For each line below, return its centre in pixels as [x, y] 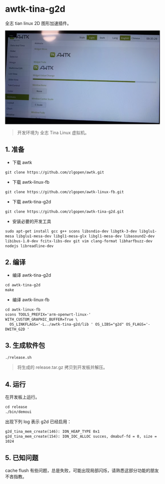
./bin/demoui [18, 412]
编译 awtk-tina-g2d [32, 275]
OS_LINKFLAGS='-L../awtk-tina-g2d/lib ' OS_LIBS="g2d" [67, 324]
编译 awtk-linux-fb [31, 299]
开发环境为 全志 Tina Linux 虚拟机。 [53, 132]
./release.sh [18, 358]
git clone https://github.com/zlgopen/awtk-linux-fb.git [65, 192]
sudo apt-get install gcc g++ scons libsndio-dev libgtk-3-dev [71, 231]
